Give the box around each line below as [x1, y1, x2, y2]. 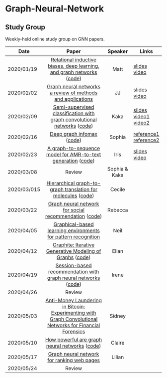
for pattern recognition [47, 233, 100, 240]
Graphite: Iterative [53, 241, 95, 248]
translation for [65, 186, 98, 192]
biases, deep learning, [48, 63, 99, 69]
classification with [52, 110, 95, 117]
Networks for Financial [47, 322, 100, 329]
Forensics [62, 328, 85, 335]
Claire [111, 340, 125, 346]
